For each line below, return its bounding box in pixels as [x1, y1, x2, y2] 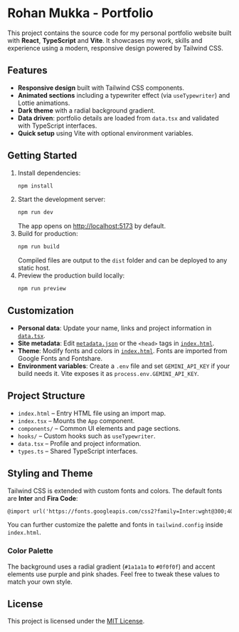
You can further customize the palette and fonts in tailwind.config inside [7, 521, 223, 529]
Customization [7, 305, 75, 317]
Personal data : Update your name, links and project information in [17, 323, 212, 332]
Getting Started [7, 150, 78, 162]
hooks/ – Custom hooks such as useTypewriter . [17, 432, 156, 440]
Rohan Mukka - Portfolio [7, 5, 154, 21]
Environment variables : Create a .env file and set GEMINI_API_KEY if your [17, 362, 230, 370]
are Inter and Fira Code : [7, 494, 78, 502]
